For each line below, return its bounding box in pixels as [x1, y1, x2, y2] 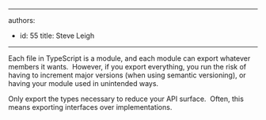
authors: [8, 16, 36, 24]
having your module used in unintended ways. [8, 79, 159, 88]
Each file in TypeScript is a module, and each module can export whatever [8, 54, 251, 63]
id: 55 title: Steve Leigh [19, 31, 95, 40]
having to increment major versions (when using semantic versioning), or [8, 70, 247, 80]
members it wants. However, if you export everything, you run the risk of [8, 62, 247, 71]
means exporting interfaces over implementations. [8, 103, 173, 111]
